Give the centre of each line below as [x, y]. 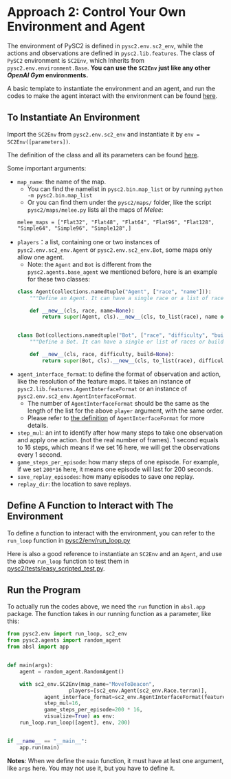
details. [38, 425]
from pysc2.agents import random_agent [64, 640]
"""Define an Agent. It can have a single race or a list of [119, 298]
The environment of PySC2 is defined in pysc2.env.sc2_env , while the [105, 46]
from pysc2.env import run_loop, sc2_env [67, 634]
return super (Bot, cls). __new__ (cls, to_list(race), [119, 361]
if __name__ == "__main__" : [47, 741]
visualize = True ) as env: [79, 716]
